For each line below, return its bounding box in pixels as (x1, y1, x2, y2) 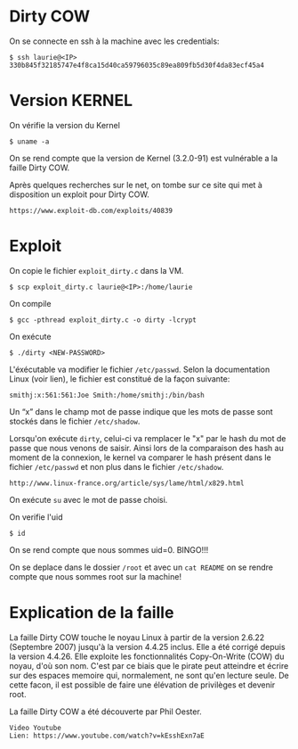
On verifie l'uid (9, 511, 63, 523)
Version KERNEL (9, 91, 133, 111)
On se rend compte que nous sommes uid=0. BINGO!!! (9, 544, 209, 555)
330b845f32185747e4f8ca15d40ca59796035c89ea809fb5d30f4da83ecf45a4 (9, 61, 265, 70)
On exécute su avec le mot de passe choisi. (9, 494, 168, 505)
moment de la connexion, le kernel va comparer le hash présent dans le (9, 452, 271, 463)
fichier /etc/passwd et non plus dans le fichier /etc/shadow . (9, 461, 224, 472)
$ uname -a (9, 136, 50, 146)
